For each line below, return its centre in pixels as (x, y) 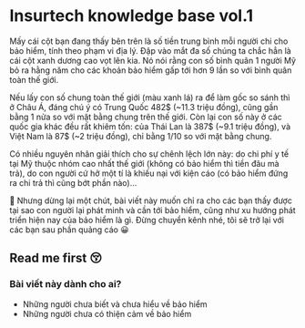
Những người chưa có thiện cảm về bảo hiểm (107, 313)
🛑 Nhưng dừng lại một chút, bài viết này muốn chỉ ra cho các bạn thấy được (151, 200)
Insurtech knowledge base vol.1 (131, 16)
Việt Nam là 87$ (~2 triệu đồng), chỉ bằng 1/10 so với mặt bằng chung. (141, 136)
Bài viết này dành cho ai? (66, 284)
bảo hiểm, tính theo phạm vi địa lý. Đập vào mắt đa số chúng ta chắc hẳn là (150, 50)
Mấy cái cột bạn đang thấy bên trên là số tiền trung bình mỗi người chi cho (149, 41)
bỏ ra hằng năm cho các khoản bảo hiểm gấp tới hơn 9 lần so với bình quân (151, 70)
